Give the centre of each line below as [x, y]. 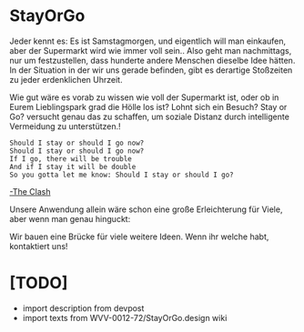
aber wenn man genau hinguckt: [70, 218]
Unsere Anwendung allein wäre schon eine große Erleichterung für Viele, [146, 209]
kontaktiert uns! [39, 246]
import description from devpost [83, 308]
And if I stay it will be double [73, 166]
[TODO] [39, 283]
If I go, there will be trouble [71, 159]
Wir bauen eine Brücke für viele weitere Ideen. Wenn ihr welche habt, [139, 236]
